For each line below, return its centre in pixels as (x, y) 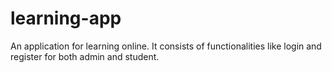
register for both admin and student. (85, 56)
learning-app (66, 18)
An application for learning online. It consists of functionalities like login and (166, 46)
